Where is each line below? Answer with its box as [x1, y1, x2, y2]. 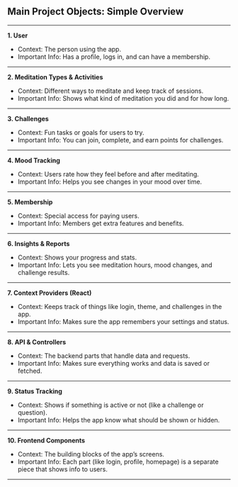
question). [17, 408, 47, 417]
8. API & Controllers [7, 337, 67, 346]
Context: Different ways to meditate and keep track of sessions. [17, 86, 204, 95]
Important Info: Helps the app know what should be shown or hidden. [17, 415, 220, 424]
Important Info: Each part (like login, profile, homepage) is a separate [17, 457, 219, 466]
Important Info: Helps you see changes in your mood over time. [17, 177, 203, 186]
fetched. [17, 366, 42, 375]
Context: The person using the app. [17, 45, 122, 53]
